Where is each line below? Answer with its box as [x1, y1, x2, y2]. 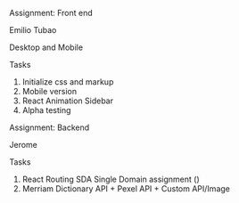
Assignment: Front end [9, 8, 94, 18]
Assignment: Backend [9, 122, 90, 133]
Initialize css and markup [21, 77, 114, 87]
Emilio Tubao [9, 25, 57, 35]
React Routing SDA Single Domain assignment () [21, 174, 200, 184]
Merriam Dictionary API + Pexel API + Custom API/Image [21, 183, 230, 194]
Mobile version [21, 86, 78, 96]
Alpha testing [21, 105, 71, 115]
